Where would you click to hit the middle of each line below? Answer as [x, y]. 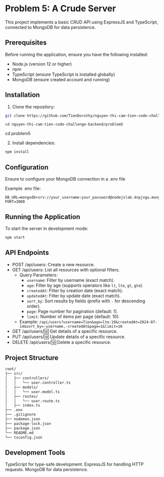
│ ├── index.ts [23, 406]
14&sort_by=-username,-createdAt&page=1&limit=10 [71, 326]
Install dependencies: [34, 143]
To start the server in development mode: [47, 228]
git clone [15, 115]
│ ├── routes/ [21, 396]
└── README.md [20, 433]
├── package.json [23, 428]
